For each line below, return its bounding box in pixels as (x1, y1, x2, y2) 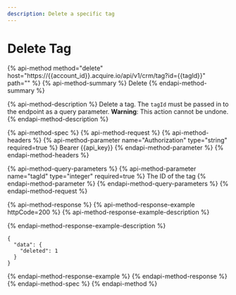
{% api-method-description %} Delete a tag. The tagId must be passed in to (7, 100, 229, 108)
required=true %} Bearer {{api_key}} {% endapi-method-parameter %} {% (7, 143, 224, 152)
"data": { (13, 241, 42, 248)
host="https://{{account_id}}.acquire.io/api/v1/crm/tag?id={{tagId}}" (7, 71, 206, 79)
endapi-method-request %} (7, 187, 88, 195)
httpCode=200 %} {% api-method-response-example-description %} (7, 208, 210, 216)
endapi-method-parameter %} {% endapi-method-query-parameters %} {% (7, 179, 229, 188)
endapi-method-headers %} (7, 150, 89, 159)
